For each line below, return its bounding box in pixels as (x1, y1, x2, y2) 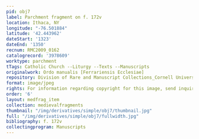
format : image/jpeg (6, 80, 54, 86)
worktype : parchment (6, 58, 57, 64)
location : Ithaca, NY (6, 20, 60, 25)
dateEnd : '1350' (6, 42, 46, 48)
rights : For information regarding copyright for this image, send (6, 86, 176, 92)
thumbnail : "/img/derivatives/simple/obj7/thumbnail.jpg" (6, 108, 152, 114)
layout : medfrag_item (6, 96, 60, 102)
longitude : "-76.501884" (6, 25, 68, 31)
